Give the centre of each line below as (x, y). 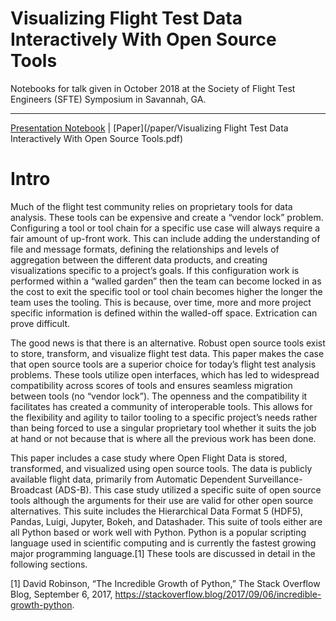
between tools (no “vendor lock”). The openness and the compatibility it (159, 396)
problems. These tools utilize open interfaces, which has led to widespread (165, 374)
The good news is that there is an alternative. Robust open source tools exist (168, 343)
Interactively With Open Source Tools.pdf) (97, 138)
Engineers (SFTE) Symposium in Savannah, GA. (108, 99)
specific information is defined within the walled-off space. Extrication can (164, 313)
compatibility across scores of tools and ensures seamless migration (151, 385)
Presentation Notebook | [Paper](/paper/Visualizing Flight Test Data (149, 128)
